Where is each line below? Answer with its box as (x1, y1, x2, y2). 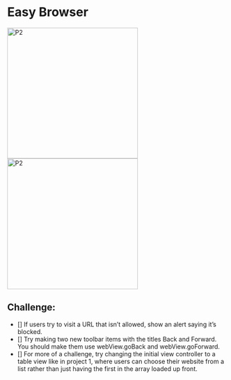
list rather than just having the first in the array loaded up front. (17, 364, 198, 373)
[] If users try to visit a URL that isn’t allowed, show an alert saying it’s (17, 320, 217, 328)
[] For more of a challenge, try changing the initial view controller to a (17, 349, 216, 358)
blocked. (17, 327, 43, 335)
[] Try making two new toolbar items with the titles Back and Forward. (17, 335, 217, 343)
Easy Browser (7, 4, 89, 20)
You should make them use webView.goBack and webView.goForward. (17, 342, 221, 351)
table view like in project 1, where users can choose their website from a (17, 357, 225, 365)
